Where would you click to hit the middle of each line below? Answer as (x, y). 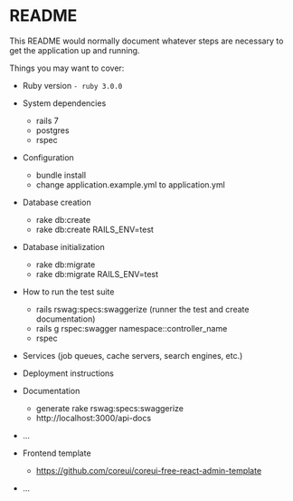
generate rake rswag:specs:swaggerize (109, 408)
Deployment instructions (68, 373)
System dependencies (64, 103)
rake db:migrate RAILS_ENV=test (97, 274)
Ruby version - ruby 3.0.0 (72, 85)
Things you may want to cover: (67, 68)
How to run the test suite (68, 292)
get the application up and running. (75, 50)
